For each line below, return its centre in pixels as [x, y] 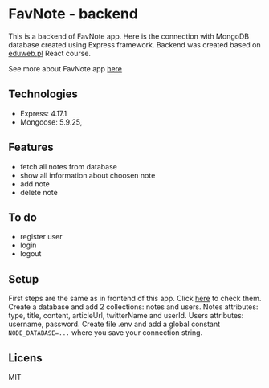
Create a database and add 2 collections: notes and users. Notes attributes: [133, 307]
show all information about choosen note [88, 175]
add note [35, 184]
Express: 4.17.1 [43, 113]
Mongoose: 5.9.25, [51, 122]
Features [31, 147]
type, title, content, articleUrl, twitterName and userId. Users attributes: [126, 316]
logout [31, 254]
